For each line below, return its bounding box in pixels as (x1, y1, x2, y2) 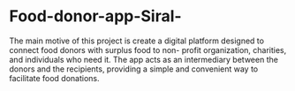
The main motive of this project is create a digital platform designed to (9, 35, 265, 46)
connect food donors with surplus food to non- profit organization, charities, (9, 44, 287, 55)
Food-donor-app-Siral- (9, 6, 183, 27)
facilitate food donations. (9, 72, 100, 83)
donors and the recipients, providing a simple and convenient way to (9, 64, 259, 74)
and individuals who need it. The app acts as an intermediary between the (9, 54, 278, 64)
